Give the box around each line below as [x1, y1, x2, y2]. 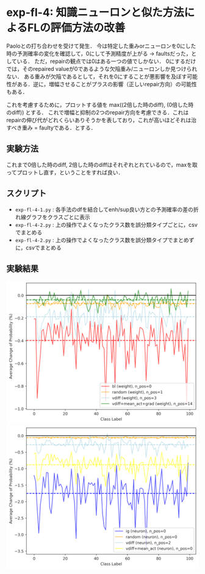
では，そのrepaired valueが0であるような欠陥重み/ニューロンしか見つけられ [6, 65, 198, 72]
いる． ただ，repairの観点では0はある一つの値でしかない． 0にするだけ [16, 57, 196, 65]
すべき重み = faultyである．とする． [6, 123, 96, 131]
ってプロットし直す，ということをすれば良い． [6, 169, 124, 176]
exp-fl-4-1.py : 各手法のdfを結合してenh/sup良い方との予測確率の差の [15, 205, 193, 213]
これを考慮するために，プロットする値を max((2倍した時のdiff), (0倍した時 [6, 101, 194, 108]
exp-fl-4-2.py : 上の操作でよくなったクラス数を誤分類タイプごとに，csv [15, 221, 198, 228]
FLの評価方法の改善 [27, 21, 126, 35]
